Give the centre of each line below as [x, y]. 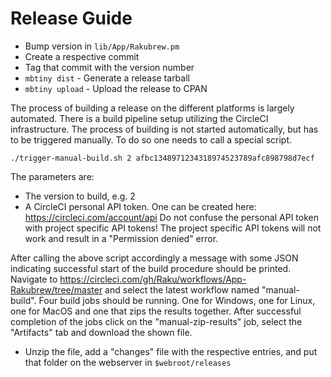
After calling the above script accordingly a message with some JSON [154, 258]
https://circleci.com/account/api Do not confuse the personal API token [171, 217]
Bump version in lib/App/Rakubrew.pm [102, 46]
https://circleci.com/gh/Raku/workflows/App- [153, 279]
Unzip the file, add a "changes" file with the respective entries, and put [171, 351]
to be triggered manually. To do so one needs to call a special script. [151, 139]
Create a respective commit [82, 56]
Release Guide [71, 18]
